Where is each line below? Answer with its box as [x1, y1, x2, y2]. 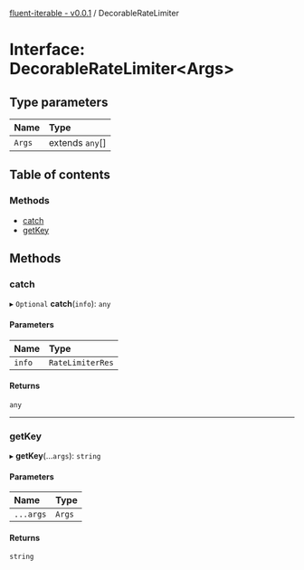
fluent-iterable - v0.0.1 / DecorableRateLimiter [9, 8, 179, 18]
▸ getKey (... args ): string [9, 451, 101, 461]
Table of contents [9, 167, 110, 183]
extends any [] [48, 137, 107, 148]
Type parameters [9, 94, 109, 109]
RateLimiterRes [48, 357, 115, 367]
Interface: [9, 40, 86, 60]
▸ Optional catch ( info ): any [9, 299, 111, 309]
